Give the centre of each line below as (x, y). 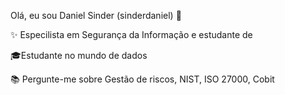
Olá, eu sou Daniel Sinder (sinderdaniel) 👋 (96, 15)
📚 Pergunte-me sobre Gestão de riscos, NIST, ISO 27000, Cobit (142, 79)
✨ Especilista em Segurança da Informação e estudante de (131, 34)
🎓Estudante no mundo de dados (79, 55)
